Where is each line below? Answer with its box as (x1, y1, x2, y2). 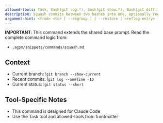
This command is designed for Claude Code (12, 108, 100, 114)
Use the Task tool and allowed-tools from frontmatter (12, 114, 118, 119)
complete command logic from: (5, 35, 68, 40)
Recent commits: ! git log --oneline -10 (12, 76, 94, 82)
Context (5, 58, 30, 66)
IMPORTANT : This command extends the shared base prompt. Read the (5, 30, 149, 35)
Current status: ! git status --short (12, 81, 84, 88)
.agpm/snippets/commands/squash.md (12, 45, 84, 50)
